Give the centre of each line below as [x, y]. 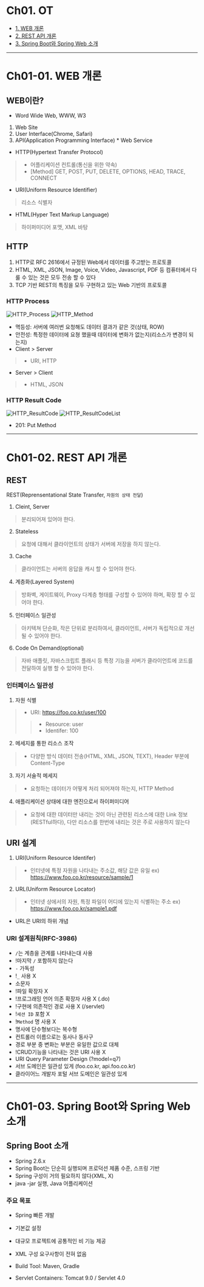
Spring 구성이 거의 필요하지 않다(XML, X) [64, 1175]
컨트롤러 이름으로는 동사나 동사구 [54, 1037]
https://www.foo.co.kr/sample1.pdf [73, 909]
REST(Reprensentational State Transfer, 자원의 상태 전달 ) [75, 495]
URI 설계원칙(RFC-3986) [42, 938]
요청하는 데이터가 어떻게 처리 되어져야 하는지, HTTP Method [102, 788]
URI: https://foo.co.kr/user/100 [68, 712]
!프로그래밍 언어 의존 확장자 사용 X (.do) [63, 998]
